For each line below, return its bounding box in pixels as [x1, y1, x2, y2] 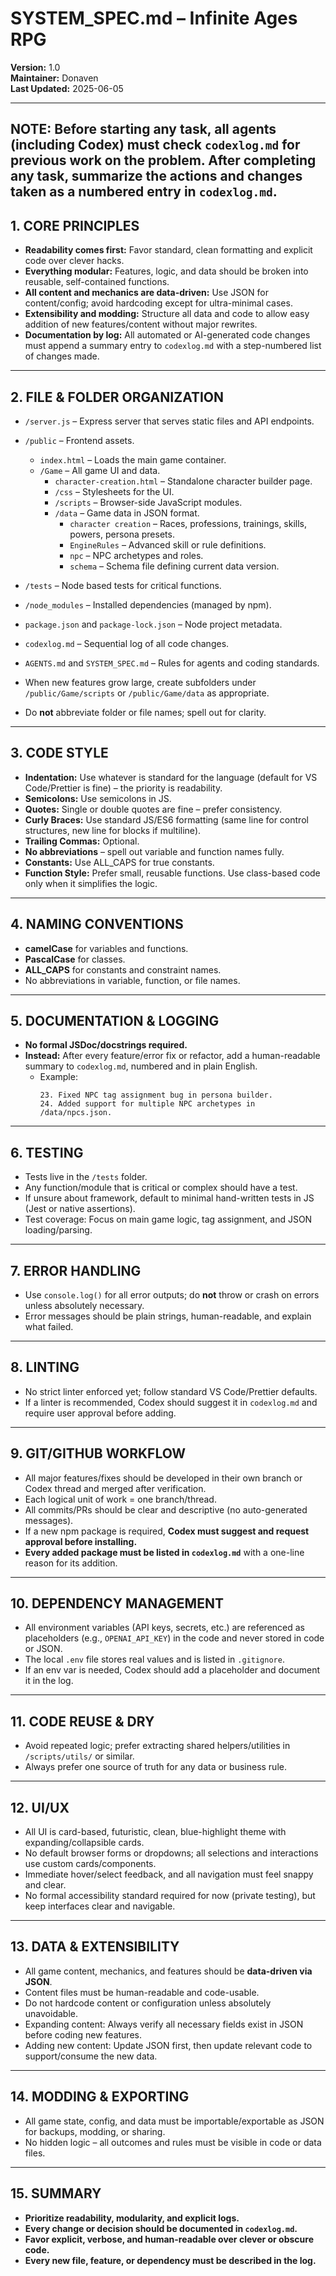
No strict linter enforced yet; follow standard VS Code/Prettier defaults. [24, 1385, 318, 1397]
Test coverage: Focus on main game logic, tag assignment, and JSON [24, 1213, 313, 1226]
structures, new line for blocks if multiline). [24, 824, 202, 836]
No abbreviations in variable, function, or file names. [24, 974, 241, 986]
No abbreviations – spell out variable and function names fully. [24, 845, 285, 857]
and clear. [24, 1879, 67, 1891]
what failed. [24, 1321, 74, 1333]
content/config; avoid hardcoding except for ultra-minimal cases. [24, 297, 293, 309]
